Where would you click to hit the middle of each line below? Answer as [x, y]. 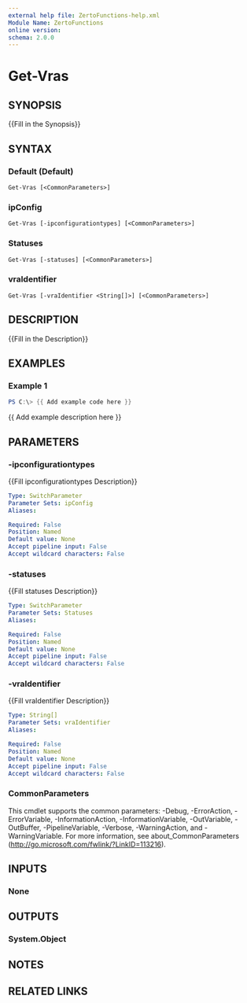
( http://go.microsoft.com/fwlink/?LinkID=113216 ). [87, 844]
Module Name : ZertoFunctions [56, 23]
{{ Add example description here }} [65, 417]
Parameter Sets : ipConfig [50, 503]
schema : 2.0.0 [31, 37]
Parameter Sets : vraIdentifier [59, 723]
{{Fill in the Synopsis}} [44, 124]
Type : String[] [33, 715]
